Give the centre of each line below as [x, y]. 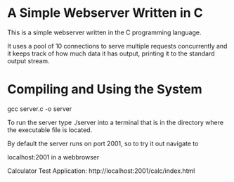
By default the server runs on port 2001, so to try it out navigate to [103, 143]
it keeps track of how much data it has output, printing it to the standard [111, 53]
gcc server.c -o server [40, 109]
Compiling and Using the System [105, 90]
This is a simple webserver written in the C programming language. [104, 32]
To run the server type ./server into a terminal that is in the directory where [115, 122]
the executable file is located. [50, 130]
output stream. [29, 60]
